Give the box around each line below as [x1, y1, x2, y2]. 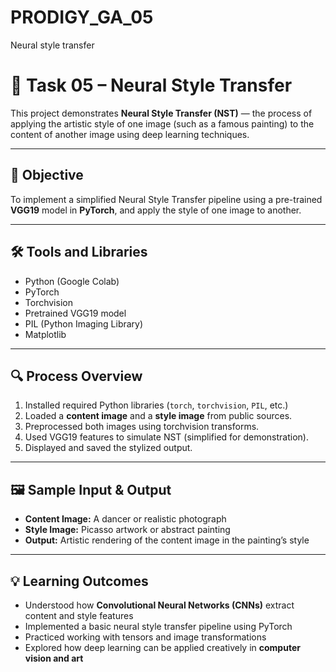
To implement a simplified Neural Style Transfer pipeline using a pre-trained [10, 193, 323, 205]
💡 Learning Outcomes [10, 572, 149, 590]
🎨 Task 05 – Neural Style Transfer [10, 74, 293, 97]
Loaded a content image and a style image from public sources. [24, 410, 293, 422]
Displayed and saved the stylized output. [24, 442, 193, 454]
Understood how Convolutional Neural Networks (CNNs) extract [24, 599, 295, 611]
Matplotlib [24, 328, 67, 340]
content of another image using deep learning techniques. [10, 128, 250, 140]
